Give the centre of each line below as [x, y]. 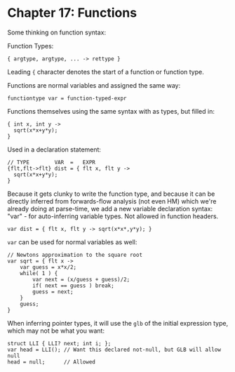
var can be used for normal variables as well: [72, 242]
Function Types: [31, 46]
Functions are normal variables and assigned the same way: [94, 85]
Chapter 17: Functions [72, 13]
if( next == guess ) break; [73, 286]
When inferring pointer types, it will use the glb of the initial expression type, [118, 323]
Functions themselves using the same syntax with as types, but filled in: [111, 111]
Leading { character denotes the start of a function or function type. [106, 72]
